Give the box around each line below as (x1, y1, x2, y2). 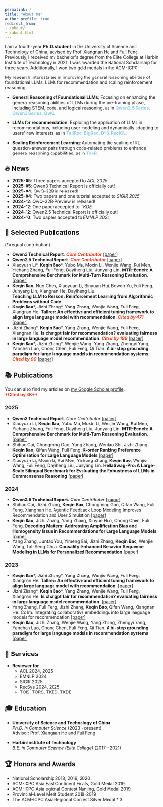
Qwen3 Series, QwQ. (12, 110, 56, 116)
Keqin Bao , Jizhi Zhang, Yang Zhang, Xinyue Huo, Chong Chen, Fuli (12, 518, 150, 524)
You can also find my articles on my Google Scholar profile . (5, 386, 125, 392)
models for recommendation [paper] (12, 615, 86, 620)
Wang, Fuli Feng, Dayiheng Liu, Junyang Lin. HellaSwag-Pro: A (12, 462, 140, 468)
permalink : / (5, 7, 32, 12)
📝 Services (5, 650, 39, 658)
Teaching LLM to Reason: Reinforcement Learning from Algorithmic (12, 293, 153, 299)
